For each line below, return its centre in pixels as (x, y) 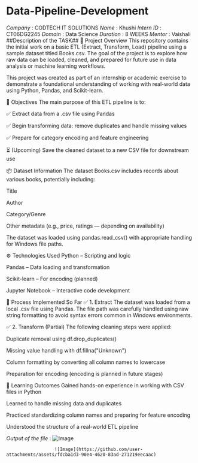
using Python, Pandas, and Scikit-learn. (55, 90)
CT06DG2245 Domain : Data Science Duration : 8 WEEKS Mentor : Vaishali (98, 34)
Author (15, 202)
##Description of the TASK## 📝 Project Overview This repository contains (97, 40)
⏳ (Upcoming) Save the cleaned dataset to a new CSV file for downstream (98, 150)
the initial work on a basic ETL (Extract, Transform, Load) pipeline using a (96, 47)
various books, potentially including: (51, 179)
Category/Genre (26, 214)
